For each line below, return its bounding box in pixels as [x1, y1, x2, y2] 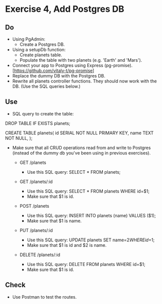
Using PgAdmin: [12, 36, 45, 42]
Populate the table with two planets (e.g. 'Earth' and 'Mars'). [19, 57, 142, 63]
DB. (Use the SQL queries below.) [12, 83, 81, 89]
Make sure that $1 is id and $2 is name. [27, 242, 107, 248]
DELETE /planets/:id [19, 252, 61, 258]
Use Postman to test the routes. [12, 294, 77, 300]
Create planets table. [19, 52, 63, 58]
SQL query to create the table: [12, 111, 74, 116]
